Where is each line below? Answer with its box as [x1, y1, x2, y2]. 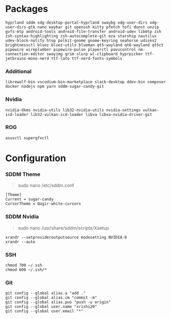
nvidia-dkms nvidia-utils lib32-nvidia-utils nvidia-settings [5, 107, 141, 113]
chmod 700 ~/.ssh [5, 263, 42, 268]
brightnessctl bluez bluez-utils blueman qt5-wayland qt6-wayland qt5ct [5, 42, 164, 48]
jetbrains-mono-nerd [5, 56, 50, 61]
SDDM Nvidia [5, 213, 39, 221]
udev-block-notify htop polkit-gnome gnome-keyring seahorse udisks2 [5, 38, 157, 43]
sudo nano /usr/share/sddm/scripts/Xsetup [17, 225, 109, 231]
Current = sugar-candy [5, 197, 54, 202]
